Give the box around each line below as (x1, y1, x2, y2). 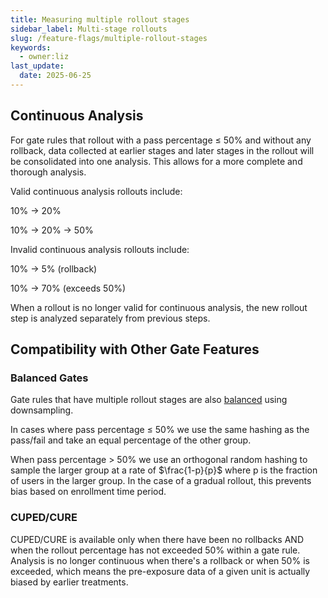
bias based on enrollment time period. (10, 486, 167, 498)
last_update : (10, 61, 65, 71)
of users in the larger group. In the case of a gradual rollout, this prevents (10, 475, 312, 487)
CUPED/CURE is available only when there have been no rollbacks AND (10, 533, 304, 545)
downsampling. (10, 404, 74, 416)
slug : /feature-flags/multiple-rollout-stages (10, 33, 208, 43)
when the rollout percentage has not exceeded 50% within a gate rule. (10, 544, 301, 556)
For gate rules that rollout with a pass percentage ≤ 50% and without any (10, 134, 312, 146)
